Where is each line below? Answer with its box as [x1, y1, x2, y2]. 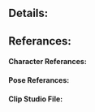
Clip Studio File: [8, 93, 63, 104]
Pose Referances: [8, 75, 70, 84]
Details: [8, 6, 49, 20]
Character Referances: [8, 57, 87, 67]
